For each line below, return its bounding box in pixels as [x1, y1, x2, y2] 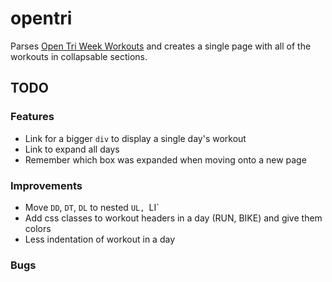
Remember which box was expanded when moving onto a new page [24, 153, 307, 166]
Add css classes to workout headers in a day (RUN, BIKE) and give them [24, 212, 323, 224]
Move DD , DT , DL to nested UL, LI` [24, 201, 160, 213]
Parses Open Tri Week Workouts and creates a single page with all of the [10, 40, 312, 52]
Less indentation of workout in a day [24, 233, 175, 245]
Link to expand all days [24, 143, 120, 155]
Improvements [10, 178, 83, 192]
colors [24, 222, 52, 234]
